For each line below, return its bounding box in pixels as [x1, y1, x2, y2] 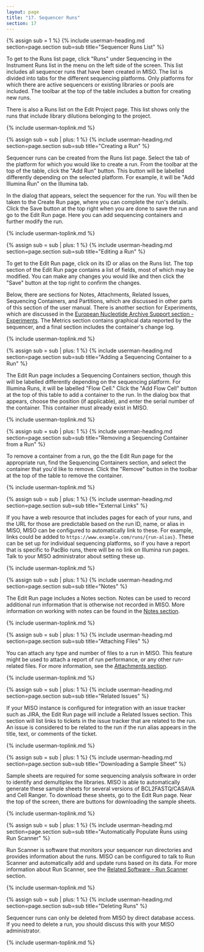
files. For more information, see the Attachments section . [25, 662, 168, 670]
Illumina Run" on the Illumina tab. [6, 180, 89, 188]
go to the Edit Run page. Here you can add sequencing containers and [6, 211, 183, 219]
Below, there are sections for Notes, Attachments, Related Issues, [6, 291, 171, 299]
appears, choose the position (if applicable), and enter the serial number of [6, 397, 195, 405]
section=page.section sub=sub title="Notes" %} [6, 583, 128, 590]
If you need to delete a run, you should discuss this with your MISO [6, 921, 175, 928]
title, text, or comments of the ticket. [6, 730, 97, 737]
